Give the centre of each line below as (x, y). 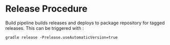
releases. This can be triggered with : (45, 28)
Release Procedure (47, 9)
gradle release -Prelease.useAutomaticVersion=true (61, 37)
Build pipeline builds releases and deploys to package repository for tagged (85, 23)
